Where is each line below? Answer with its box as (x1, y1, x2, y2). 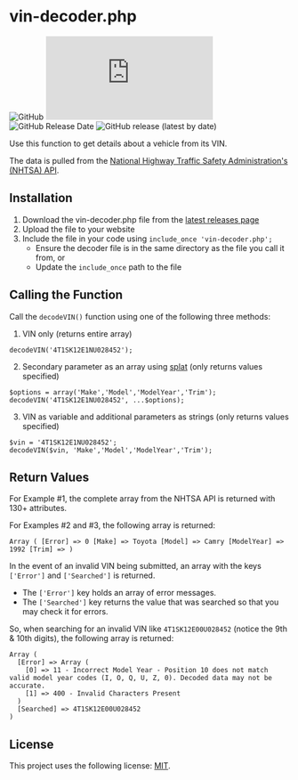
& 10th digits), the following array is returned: (9, 633, 174, 644)
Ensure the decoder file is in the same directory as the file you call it (35, 242, 285, 253)
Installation (9, 191, 73, 206)
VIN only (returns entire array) (21, 328, 133, 339)
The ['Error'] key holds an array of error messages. (21, 588, 216, 598)
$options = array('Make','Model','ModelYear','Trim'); (9, 387, 217, 397)
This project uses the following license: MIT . (9, 760, 171, 771)
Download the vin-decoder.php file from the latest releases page (21, 214, 260, 224)
